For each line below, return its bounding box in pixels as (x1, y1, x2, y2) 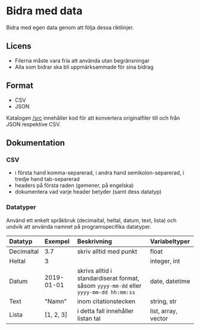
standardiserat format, (77, 274, 140, 282)
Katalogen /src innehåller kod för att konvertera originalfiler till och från (6, 114, 180, 122)
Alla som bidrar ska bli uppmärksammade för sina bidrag (14, 63, 154, 70)
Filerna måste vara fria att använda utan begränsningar (14, 57, 150, 64)
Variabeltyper (149, 237, 190, 245)
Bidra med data (6, 4, 83, 18)
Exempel (44, 237, 70, 245)
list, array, (149, 307, 178, 315)
